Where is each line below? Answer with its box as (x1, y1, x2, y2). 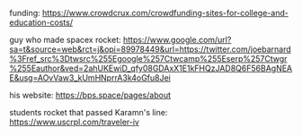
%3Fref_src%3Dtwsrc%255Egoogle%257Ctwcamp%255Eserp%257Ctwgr (9, 54, 288, 64)
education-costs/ (9, 17, 74, 28)
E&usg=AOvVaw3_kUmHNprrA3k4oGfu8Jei (9, 72, 171, 83)
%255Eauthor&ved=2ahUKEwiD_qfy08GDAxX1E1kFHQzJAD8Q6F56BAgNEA (9, 63, 293, 73)
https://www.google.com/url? (122, 35, 232, 45)
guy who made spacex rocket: (9, 35, 121, 45)
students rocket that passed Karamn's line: (9, 107, 168, 117)
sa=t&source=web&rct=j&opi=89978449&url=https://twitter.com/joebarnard (9, 44, 292, 55)
